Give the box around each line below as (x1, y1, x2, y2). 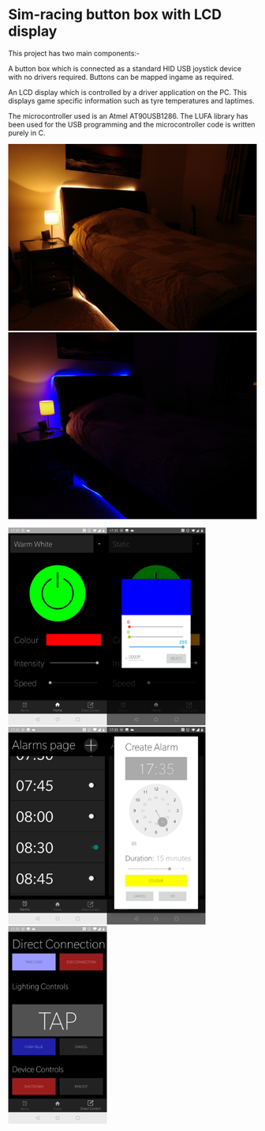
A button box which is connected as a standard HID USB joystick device (8, 63, 242, 73)
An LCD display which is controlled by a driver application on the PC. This (8, 87, 248, 96)
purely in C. (8, 128, 46, 138)
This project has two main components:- (8, 48, 140, 58)
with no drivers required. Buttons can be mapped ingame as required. (8, 72, 234, 81)
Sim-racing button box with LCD (8, 6, 222, 24)
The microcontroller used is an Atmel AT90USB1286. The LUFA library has (8, 111, 248, 120)
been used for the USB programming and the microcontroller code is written (8, 119, 256, 129)
